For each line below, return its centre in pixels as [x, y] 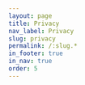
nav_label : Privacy [41, 31]
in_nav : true [30, 62]
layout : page [30, 16]
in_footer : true [36, 53]
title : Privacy [34, 23]
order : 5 [23, 69]
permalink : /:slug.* [43, 46]
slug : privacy [32, 38]
